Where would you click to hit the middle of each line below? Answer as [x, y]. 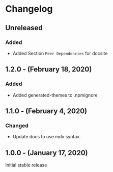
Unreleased [24, 28]
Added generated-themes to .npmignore [55, 95]
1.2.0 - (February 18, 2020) [49, 69]
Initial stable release [26, 165]
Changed [17, 126]
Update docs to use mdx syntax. [47, 137]
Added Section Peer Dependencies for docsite [60, 53]
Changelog [29, 9]
